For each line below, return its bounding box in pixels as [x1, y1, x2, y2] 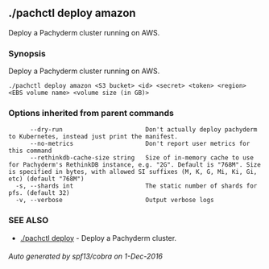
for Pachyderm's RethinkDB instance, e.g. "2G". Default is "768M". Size [8, 161, 262, 169]
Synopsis [8, 48, 46, 59]
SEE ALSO [8, 215, 49, 226]
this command [8, 147, 52, 155]
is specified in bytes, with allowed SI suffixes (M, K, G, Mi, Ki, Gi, [8, 168, 258, 176]
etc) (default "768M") [8, 175, 85, 184]
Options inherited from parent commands [8, 108, 175, 119]
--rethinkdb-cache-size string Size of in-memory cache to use [29, 154, 254, 162]
